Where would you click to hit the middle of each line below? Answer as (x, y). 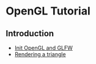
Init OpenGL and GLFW (43, 48)
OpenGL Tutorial (48, 11)
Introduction (30, 34)
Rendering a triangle (40, 54)
